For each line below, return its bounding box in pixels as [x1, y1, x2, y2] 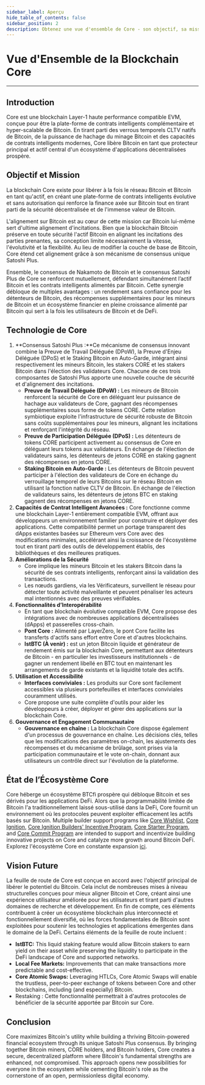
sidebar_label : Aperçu [6, 9, 64, 15]
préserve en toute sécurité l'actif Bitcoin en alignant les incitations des [6, 230, 183, 238]
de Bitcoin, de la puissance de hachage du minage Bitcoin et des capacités [6, 133, 195, 140]
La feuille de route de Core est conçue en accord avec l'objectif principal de [6, 877, 197, 884]
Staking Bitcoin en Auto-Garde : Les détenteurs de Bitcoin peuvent [24, 465, 195, 472]
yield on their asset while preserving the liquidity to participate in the [15, 947, 188, 954]
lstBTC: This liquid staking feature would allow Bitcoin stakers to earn [15, 941, 190, 948]
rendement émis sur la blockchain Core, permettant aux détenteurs [24, 646, 193, 654]
